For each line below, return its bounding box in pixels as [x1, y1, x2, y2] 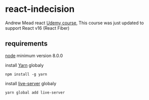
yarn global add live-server [5, 90, 65, 95]
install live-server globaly [5, 80, 57, 86]
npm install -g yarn [5, 72, 48, 77]
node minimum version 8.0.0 [5, 52, 63, 58]
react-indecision [5, 3, 75, 15]
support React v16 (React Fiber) [5, 25, 70, 31]
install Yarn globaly [5, 62, 44, 68]
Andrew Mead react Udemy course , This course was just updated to [5, 20, 144, 26]
